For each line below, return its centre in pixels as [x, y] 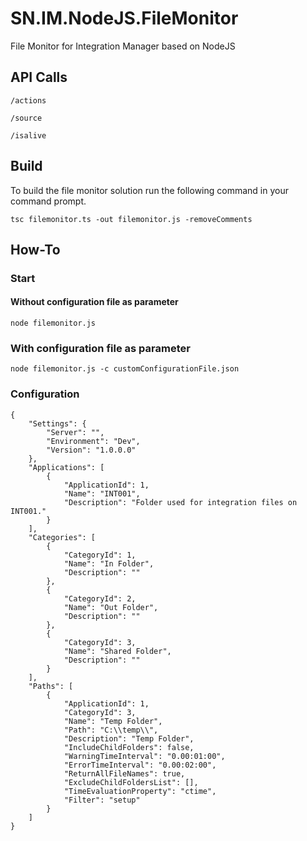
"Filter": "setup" [102, 800]
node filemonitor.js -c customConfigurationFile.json [125, 369]
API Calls [39, 77]
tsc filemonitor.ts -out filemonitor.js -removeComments [131, 219]
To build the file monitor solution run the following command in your [149, 190]
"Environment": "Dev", [93, 441]
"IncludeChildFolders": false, [129, 747]
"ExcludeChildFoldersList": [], [131, 782]
